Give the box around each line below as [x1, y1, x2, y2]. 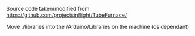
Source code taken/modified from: [6, 5, 91, 12]
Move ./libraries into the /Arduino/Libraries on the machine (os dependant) [6, 23, 190, 30]
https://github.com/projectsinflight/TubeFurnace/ [6, 11, 127, 19]
